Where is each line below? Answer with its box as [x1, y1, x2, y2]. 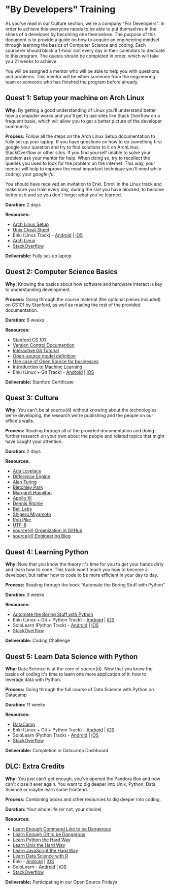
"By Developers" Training [5, 4, 116, 15]
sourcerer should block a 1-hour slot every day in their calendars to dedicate [5, 47, 165, 53]
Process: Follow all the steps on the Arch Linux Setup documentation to [5, 133, 156, 139]
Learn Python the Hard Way [12, 837, 71, 843]
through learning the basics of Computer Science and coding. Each [5, 42, 146, 48]
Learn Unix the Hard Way [12, 842, 65, 848]
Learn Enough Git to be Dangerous [12, 831, 85, 837]
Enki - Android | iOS [12, 858, 54, 864]
